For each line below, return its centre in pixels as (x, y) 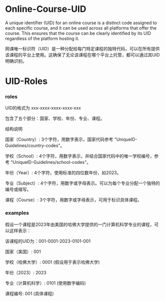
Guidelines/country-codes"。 (35, 146)
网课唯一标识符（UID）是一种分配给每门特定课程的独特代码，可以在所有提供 (82, 48)
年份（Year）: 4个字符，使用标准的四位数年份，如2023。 (63, 173)
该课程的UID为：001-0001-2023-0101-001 (48, 241)
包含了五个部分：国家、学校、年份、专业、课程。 (55, 118)
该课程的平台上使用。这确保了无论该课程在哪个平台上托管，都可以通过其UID (82, 55)
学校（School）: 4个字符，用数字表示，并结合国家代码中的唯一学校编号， (80, 156)
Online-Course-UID (46, 9)
